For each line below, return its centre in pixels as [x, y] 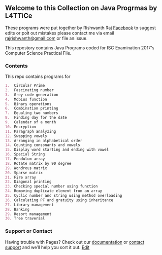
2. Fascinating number [30, 90]
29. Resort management [28, 214]
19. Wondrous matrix [26, 168]
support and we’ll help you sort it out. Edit [47, 247]
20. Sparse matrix [24, 173]
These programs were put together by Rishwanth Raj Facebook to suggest [81, 28]
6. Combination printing [32, 109]
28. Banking [17, 209]
